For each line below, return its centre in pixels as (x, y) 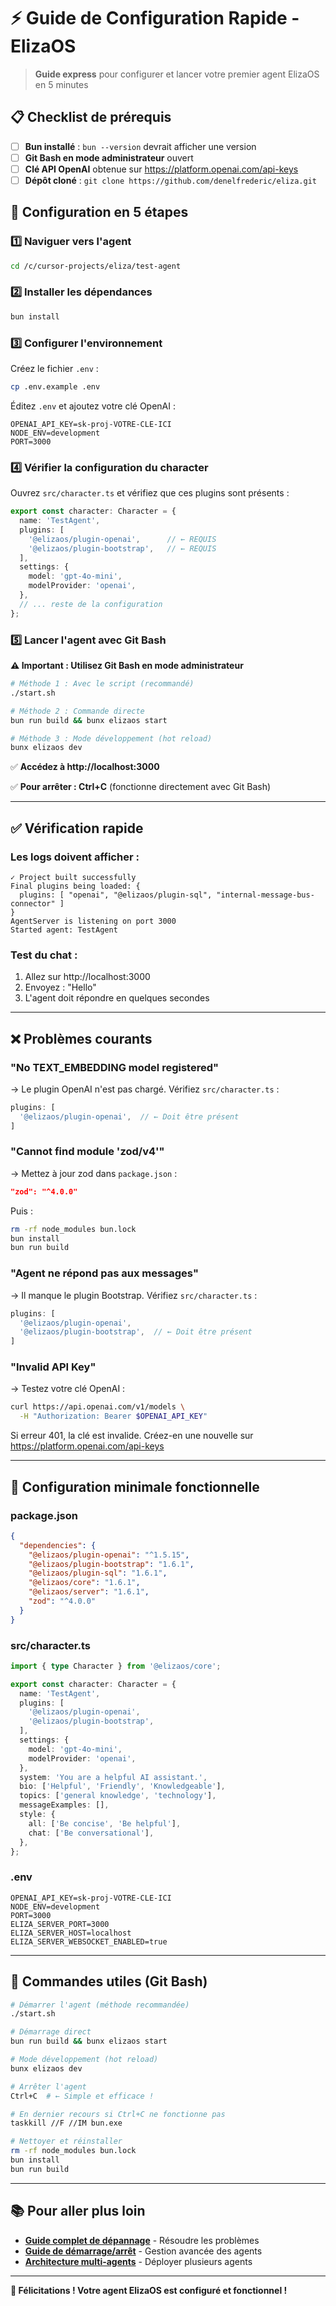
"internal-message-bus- (265, 895)
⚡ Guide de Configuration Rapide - (155, 18)
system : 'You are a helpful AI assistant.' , (113, 1777)
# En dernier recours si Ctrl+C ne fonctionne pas (118, 2114)
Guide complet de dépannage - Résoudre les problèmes (142, 2240)
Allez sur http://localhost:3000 (87, 977)
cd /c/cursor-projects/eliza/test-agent (96, 266)
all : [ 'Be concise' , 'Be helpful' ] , (105, 1823)
